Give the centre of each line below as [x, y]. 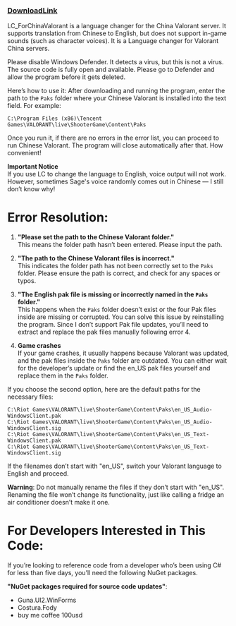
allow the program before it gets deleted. [67, 77]
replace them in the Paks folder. [63, 375]
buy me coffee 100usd [50, 615]
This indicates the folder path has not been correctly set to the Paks [115, 266]
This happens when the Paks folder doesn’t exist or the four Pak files [117, 310]
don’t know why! [31, 189]
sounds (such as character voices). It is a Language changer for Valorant [113, 41]
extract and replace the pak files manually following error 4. [104, 332]
